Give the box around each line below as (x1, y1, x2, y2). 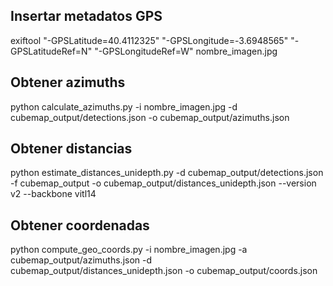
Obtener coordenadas (10, 217, 150, 234)
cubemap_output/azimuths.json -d (10, 254, 153, 266)
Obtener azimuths (10, 74, 126, 91)
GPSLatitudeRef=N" (10, 45, 93, 57)
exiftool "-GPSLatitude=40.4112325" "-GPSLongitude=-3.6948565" (10, 34, 289, 46)
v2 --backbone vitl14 (10, 188, 97, 200)
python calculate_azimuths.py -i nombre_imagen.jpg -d (10, 100, 238, 113)
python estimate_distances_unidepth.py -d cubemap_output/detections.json (10, 167, 324, 179)
